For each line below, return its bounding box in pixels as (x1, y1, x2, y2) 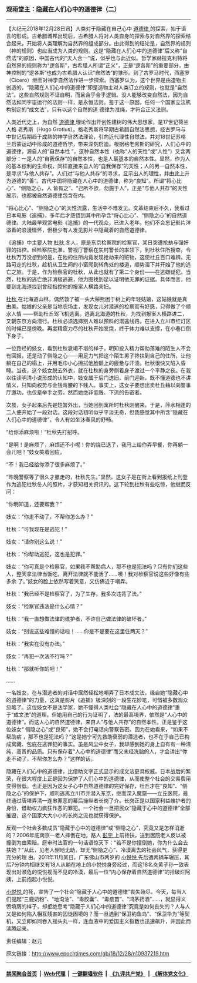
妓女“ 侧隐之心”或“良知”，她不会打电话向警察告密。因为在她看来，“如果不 (11, 726, 189, 733)
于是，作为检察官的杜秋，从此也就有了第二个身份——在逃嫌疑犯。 (26, 269, 186, 276)
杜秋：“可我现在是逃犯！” (6, 526, 67, 533)
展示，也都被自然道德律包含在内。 (6, 192, 89, 199)
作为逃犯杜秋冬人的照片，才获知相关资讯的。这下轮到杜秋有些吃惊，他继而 (6, 481, 186, 488)
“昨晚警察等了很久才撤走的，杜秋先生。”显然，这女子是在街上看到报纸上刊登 (6, 473, 188, 480)
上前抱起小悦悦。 (16, 876, 57, 883)
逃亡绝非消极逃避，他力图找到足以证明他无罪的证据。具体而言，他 (31, 276, 191, 283)
